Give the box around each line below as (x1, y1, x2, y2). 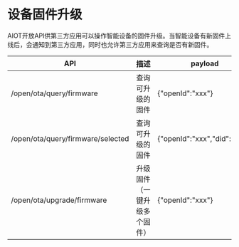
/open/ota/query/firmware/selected (11, 133, 129, 143)
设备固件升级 (7, 6, 83, 23)
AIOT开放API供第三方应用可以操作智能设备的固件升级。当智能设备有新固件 (7, 31, 225, 40)
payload (191, 58, 219, 68)
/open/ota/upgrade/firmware (11, 195, 107, 205)
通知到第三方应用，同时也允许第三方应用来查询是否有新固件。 (31, 40, 213, 48)
